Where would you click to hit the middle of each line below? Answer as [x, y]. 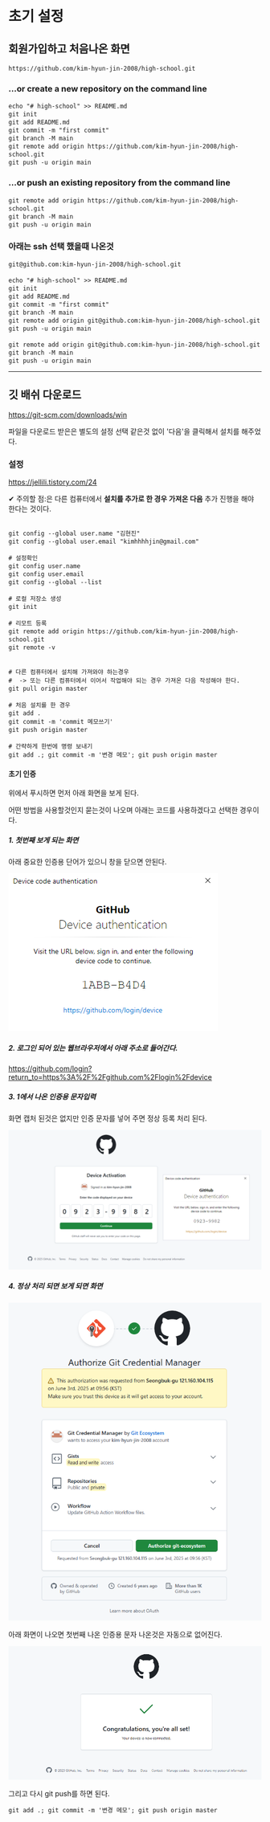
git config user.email [46, 574]
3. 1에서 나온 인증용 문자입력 [52, 1097]
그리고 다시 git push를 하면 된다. [59, 1794]
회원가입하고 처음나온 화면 [69, 49]
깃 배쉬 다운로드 [45, 395]
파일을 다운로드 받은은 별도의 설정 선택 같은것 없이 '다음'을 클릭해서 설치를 [124, 431]
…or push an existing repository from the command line [119, 183]
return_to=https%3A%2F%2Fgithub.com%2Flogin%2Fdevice [110, 1077]
